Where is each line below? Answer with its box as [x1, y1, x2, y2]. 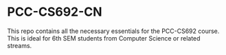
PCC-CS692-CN [7, 4, 102, 20]
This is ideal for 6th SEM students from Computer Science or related [7, 34, 201, 42]
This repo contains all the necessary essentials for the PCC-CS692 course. [7, 27, 220, 35]
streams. [7, 41, 32, 49]
